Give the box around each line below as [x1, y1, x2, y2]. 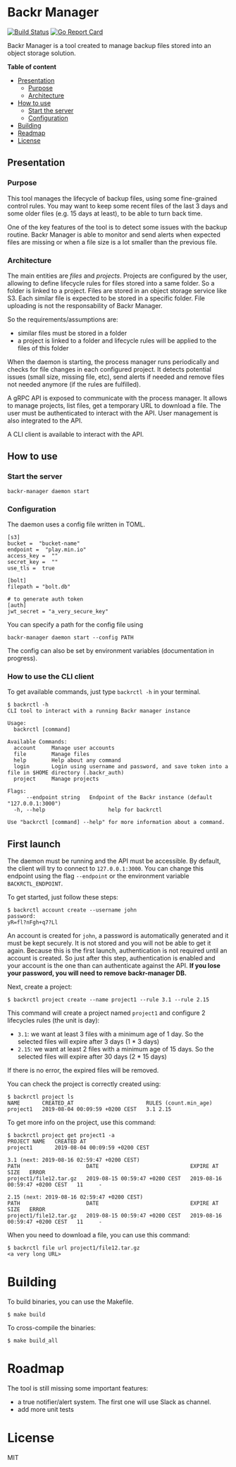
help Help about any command [13, 757, 121, 764]
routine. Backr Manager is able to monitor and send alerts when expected [7, 230, 221, 239]
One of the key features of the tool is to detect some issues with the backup [7, 223, 228, 231]
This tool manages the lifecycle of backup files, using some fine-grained [7, 194, 218, 202]
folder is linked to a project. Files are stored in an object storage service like [7, 286, 227, 295]
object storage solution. [7, 49, 76, 57]
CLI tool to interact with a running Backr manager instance [7, 707, 191, 714]
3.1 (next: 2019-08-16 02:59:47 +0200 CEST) [7, 1157, 140, 1164]
